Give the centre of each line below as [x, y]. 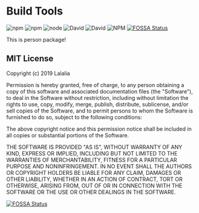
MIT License [30, 59]
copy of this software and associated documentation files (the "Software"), [100, 91]
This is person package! [36, 39]
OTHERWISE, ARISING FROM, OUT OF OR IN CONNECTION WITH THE [94, 185]
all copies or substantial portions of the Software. [67, 135]
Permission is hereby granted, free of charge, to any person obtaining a [95, 85]
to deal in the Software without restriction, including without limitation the [97, 97]
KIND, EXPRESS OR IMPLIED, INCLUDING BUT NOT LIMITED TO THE [92, 153]
